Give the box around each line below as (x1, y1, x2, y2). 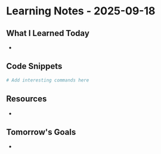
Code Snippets (6, 61, 63, 71)
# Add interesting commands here (6, 77, 89, 83)
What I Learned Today (6, 28, 89, 38)
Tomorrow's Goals (6, 127, 76, 137)
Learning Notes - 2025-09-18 (6, 4, 156, 18)
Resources (6, 94, 47, 104)
